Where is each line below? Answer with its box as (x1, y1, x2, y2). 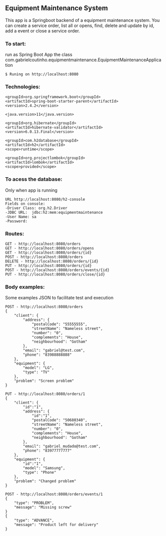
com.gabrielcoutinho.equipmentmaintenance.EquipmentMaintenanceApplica (5, 57, 162, 63)
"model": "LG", (23, 366, 55, 371)
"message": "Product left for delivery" (14, 523, 99, 528)
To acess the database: (5, 176, 63, 183)
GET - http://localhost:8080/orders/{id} (5, 250, 92, 255)
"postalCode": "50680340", (31, 418, 88, 423)
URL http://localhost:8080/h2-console (5, 197, 85, 202)
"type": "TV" (23, 370, 50, 375)
